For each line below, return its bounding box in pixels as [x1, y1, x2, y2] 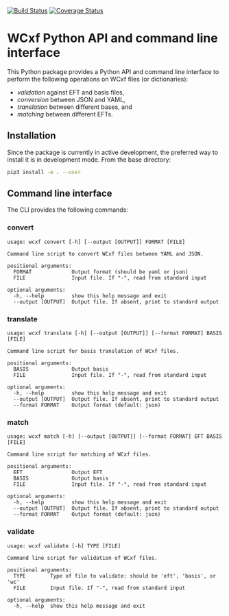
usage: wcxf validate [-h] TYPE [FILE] [7, 542, 121, 550]
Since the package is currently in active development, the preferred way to [7, 148, 218, 156]
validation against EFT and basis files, [16, 88, 125, 96]
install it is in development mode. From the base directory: [7, 155, 171, 164]
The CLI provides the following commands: [7, 206, 129, 214]
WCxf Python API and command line [7, 31, 218, 46]
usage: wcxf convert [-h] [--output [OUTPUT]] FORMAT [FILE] [7, 238, 186, 245]
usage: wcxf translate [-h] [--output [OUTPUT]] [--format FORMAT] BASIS [7, 330, 223, 337]
